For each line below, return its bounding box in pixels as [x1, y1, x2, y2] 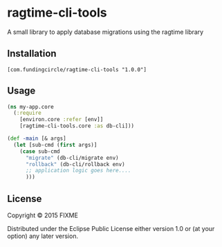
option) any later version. [7, 232, 78, 240]
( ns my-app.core [7, 103, 54, 110]
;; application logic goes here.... [25, 167, 131, 174]
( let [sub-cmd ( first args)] [13, 141, 98, 148]
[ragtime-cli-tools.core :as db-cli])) [19, 122, 135, 129]
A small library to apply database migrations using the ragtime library [7, 28, 204, 36]
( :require [13, 109, 41, 117]
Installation [7, 48, 57, 60]
